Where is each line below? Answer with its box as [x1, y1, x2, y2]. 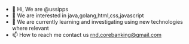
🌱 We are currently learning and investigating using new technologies [11, 18, 184, 25]
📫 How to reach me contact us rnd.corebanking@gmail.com [11, 32, 162, 38]
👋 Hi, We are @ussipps [11, 6, 69, 12]
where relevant [11, 24, 49, 32]
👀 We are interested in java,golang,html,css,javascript [11, 12, 144, 19]
